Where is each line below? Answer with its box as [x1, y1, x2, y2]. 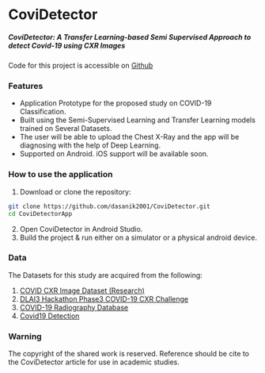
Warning [8, 331, 42, 342]
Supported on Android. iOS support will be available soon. [19, 149, 209, 159]
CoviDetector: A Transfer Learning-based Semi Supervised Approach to [8, 32, 252, 41]
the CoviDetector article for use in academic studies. [8, 357, 180, 367]
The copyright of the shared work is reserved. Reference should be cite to [8, 349, 249, 359]
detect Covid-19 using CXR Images [8, 40, 126, 50]
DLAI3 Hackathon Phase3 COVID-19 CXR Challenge [19, 294, 189, 303]
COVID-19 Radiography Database [19, 302, 129, 312]
